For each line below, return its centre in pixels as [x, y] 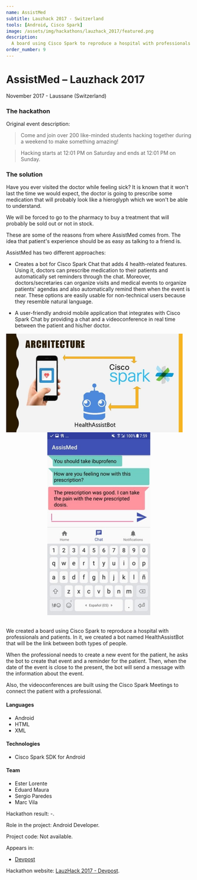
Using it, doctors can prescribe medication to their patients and [91, 270]
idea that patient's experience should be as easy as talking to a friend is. [94, 241]
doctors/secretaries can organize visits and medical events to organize [101, 283]
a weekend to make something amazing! [69, 142]
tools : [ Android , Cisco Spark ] [44, 25]
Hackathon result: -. [30, 813]
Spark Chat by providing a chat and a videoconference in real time [95, 319]
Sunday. [30, 160]
